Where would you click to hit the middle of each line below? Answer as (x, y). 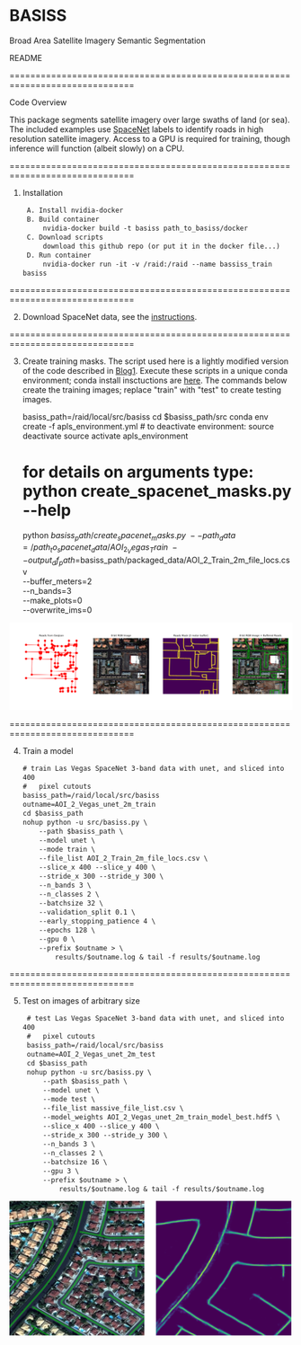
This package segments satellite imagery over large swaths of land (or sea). (150, 119)
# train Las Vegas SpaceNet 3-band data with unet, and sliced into (153, 768)
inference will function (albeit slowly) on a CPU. (97, 148)
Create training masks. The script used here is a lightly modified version (155, 361)
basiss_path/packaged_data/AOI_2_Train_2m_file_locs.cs (185, 560)
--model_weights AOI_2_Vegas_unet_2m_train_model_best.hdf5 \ (161, 1117)
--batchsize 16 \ (75, 1162)
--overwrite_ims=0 (57, 610)
